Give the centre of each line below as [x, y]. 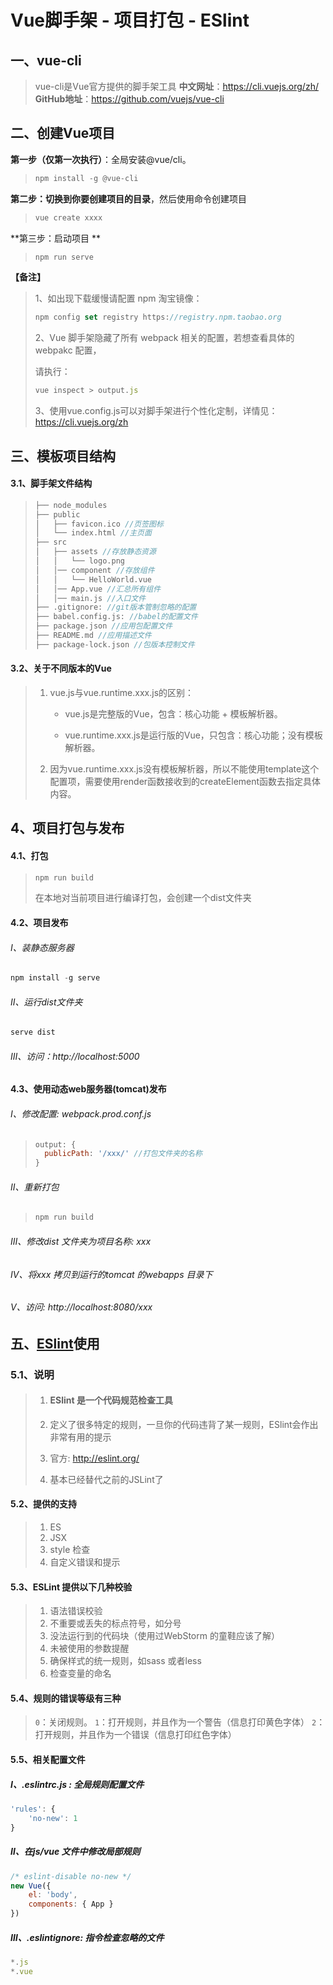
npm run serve [64, 257]
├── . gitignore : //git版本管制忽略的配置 [115, 607]
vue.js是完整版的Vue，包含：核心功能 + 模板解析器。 [173, 713]
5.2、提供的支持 [43, 1504]
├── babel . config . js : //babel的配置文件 [116, 617]
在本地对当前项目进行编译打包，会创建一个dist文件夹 [143, 898]
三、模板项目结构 [63, 456]
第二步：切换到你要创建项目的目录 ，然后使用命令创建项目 [128, 198]
